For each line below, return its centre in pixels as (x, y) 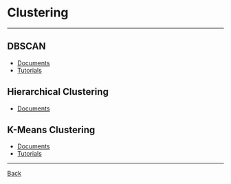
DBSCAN (26, 46)
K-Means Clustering (51, 129)
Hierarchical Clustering (58, 92)
